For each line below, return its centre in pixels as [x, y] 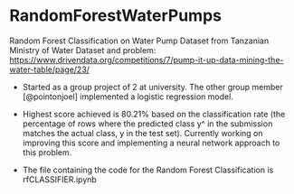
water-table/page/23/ [50, 69]
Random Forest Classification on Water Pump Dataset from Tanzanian [139, 41]
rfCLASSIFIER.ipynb [59, 179]
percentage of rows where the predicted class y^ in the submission [147, 124]
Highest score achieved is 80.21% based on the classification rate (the [154, 114]
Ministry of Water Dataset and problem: [83, 50]
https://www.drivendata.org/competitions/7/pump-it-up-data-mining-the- [147, 60]
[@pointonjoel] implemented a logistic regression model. [128, 97]
